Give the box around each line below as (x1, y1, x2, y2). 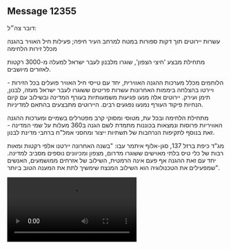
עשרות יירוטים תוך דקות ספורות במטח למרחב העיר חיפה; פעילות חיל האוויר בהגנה (7, 37, 221, 45)
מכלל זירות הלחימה (7, 44, 57, 52)
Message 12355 (7, 6, 77, 17)
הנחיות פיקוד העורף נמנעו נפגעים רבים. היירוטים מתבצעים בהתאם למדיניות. (7, 100, 203, 109)
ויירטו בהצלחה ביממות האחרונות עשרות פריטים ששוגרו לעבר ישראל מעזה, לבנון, (7, 85, 214, 94)
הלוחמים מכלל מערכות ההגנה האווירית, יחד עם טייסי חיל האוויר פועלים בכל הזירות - (7, 78, 224, 87)
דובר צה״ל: (7, 23, 37, 32)
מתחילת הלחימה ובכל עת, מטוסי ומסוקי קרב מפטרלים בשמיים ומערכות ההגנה (7, 113, 209, 122)
